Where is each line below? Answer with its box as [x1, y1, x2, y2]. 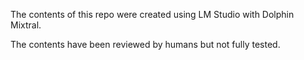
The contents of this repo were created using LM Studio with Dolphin [10, 9, 295, 20]
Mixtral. [10, 19, 42, 31]
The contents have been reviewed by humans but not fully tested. [10, 39, 281, 50]
